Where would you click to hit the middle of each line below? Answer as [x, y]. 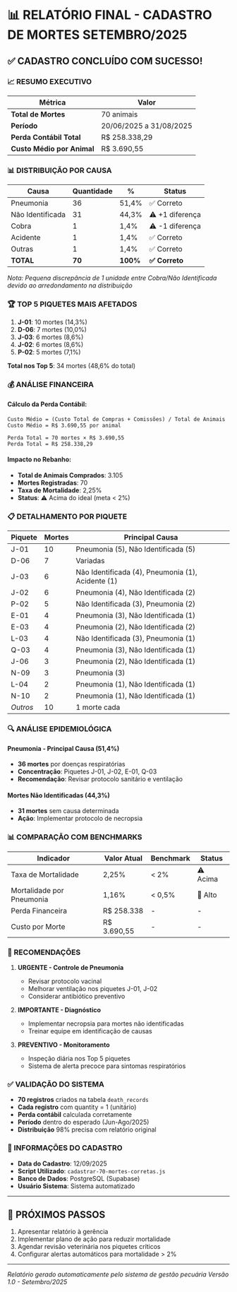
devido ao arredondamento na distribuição [70, 285]
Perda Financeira [39, 911]
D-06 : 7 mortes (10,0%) [52, 330]
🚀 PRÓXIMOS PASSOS [56, 1215]
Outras [22, 249]
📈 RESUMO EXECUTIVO [50, 81]
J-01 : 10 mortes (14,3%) [53, 322]
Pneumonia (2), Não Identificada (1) [136, 661]
